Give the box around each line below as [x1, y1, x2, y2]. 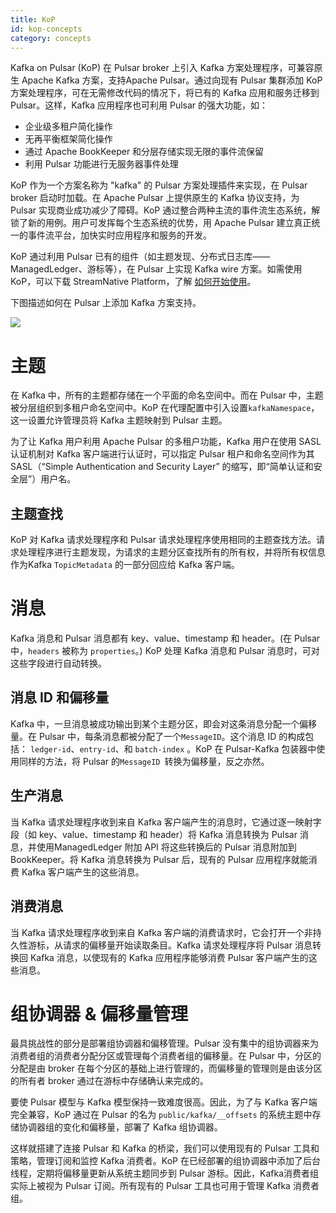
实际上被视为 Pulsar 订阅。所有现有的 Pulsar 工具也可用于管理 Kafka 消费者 [10, 1180, 320, 1192]
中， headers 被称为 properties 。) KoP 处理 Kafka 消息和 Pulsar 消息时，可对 [10, 645, 320, 657]
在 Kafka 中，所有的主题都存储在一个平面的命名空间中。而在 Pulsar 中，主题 [10, 389, 324, 401]
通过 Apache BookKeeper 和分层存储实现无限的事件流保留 [24, 146, 265, 158]
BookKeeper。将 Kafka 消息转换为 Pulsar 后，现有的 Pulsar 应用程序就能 [10, 853, 309, 865]
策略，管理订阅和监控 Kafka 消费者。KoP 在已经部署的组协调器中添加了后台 [10, 1155, 321, 1167]
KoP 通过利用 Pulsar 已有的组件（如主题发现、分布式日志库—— [10, 251, 271, 263]
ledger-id [29, 744, 72, 755]
